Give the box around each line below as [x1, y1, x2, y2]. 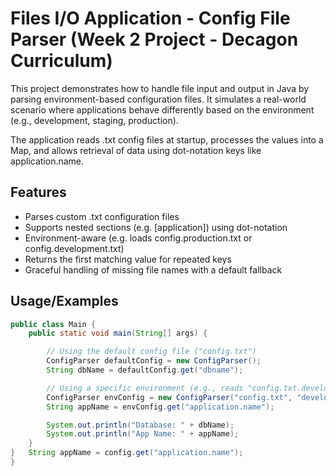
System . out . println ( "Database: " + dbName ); [46, 420, 235, 430]
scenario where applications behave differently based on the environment [10, 103, 315, 116]
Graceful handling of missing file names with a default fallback [24, 263, 283, 276]
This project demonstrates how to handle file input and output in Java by [10, 82, 310, 94]
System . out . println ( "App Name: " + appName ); [46, 429, 240, 439]
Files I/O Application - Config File [10, 7, 291, 30]
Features [10, 184, 67, 201]
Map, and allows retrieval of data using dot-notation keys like [10, 144, 262, 156]
